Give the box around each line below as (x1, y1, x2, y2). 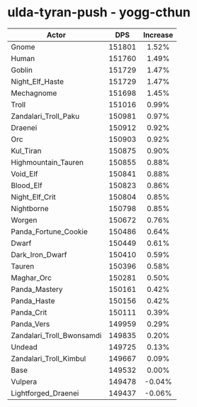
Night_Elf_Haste (11, 76, 64, 86)
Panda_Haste (11, 295, 55, 305)
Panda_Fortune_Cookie (11, 227, 88, 237)
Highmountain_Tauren (11, 157, 84, 167)
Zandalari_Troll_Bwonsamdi (11, 330, 102, 340)
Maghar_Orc (11, 273, 52, 283)
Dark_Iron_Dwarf (11, 249, 67, 259)
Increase (142, 30, 174, 40)
